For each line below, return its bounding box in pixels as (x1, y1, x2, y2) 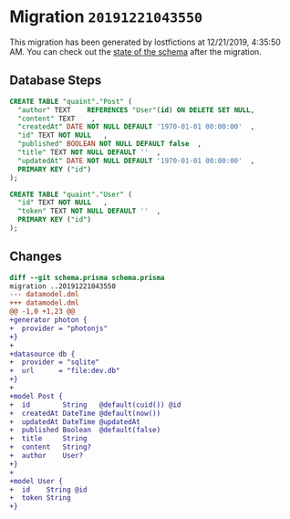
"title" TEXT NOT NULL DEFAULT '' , (17, 148, 161, 157)
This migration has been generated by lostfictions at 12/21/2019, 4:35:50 (9, 36, 281, 47)
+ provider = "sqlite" (9, 358, 100, 367)
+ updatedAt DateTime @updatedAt (9, 417, 141, 426)
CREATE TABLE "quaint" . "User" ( (9, 190, 132, 199)
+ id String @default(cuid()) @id (9, 400, 181, 410)
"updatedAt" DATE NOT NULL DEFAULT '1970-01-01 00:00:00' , (17, 156, 255, 165)
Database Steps (9, 73, 102, 88)
